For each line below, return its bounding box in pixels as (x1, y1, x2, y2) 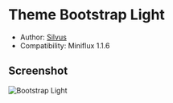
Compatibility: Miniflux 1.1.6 (19, 40, 110, 50)
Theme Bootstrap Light (8, 6, 165, 24)
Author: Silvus (19, 32, 67, 42)
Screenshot (8, 64, 68, 78)
